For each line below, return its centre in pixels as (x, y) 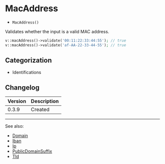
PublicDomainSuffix (32, 151)
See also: (14, 126)
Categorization (28, 60)
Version (17, 101)
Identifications (27, 72)
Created (41, 110)
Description (45, 101)
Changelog (22, 87)
